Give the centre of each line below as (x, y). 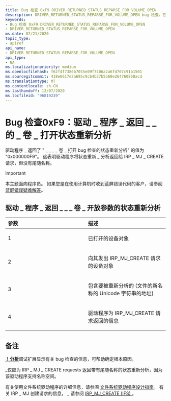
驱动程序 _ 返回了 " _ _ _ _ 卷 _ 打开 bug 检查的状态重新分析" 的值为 (75, 150)
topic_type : (18, 39)
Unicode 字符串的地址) (126, 293)
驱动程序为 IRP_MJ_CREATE (121, 313)
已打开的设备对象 (109, 239)
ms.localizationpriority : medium (41, 67)
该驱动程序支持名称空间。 (32, 376)
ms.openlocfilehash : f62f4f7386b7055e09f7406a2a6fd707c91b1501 (74, 72)
